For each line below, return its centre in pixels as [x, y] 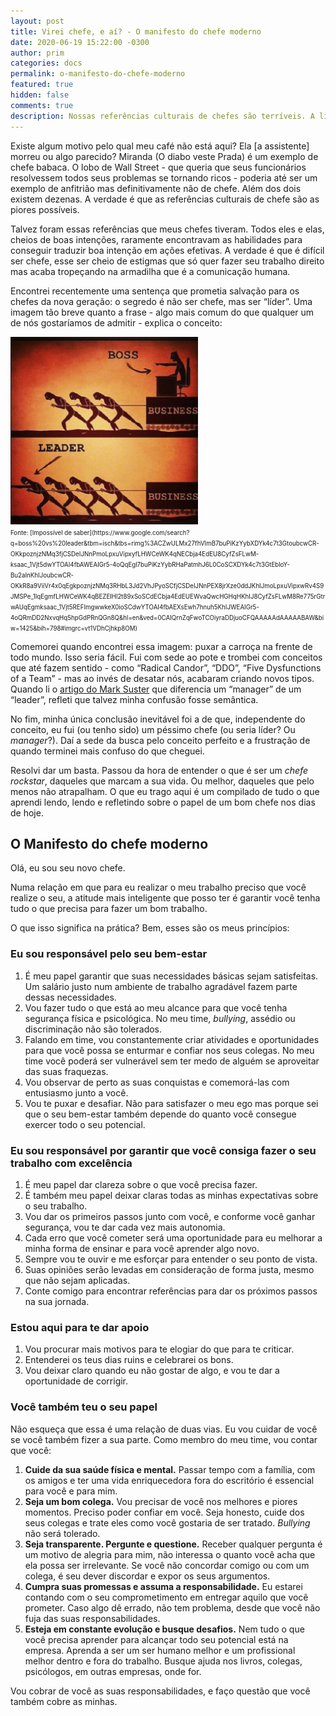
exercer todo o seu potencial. [85, 1124]
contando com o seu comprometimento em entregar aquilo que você [166, 1597]
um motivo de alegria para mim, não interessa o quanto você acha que [170, 1554]
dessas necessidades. [70, 997]
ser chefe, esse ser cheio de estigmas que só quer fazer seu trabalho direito [167, 261]
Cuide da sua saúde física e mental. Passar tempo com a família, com [170, 1469]
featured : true [42, 85]
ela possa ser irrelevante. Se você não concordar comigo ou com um [167, 1565]
